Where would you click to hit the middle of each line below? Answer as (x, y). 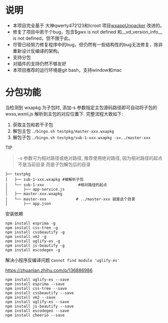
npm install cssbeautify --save (39, 293)
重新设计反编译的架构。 (37, 51)
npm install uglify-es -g (33, 241)
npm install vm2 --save (31, 297)
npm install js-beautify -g (35, 245)
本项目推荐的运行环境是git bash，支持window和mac (67, 70)
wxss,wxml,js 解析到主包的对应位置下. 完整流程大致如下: (64, 114)
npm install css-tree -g (32, 228)
